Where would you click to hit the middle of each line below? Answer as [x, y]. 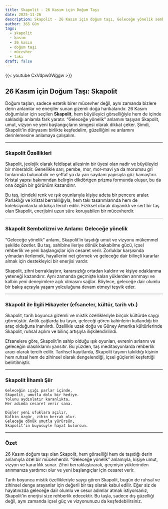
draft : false [19, 61]
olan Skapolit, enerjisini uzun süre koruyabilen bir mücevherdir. [70, 211]
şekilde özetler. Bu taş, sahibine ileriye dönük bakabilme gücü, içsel [74, 245]
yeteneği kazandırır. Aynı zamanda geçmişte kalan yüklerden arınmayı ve [80, 276]
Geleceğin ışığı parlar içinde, [39, 391]
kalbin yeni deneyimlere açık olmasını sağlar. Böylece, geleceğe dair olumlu [83, 281]
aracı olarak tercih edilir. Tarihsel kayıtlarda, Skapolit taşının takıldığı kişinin [82, 351]
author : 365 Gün [22, 24]
